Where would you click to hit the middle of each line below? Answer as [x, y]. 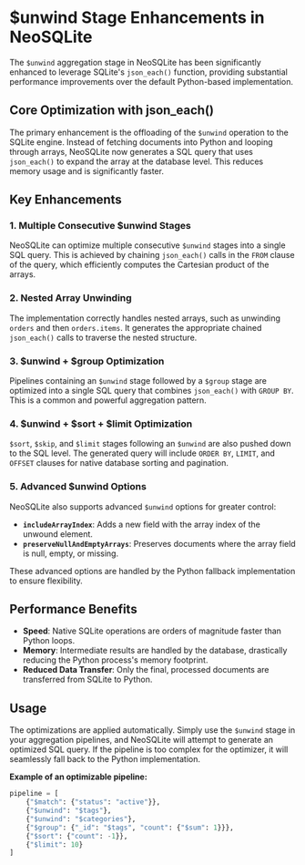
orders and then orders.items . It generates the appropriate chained [136, 327]
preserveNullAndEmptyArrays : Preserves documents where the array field [159, 543]
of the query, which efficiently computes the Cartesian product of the [139, 265]
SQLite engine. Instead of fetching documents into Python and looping [141, 142]
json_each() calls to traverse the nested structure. [103, 337]
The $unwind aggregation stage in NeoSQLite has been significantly [135, 62]
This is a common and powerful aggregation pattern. [108, 400]
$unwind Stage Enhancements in [137, 18]
